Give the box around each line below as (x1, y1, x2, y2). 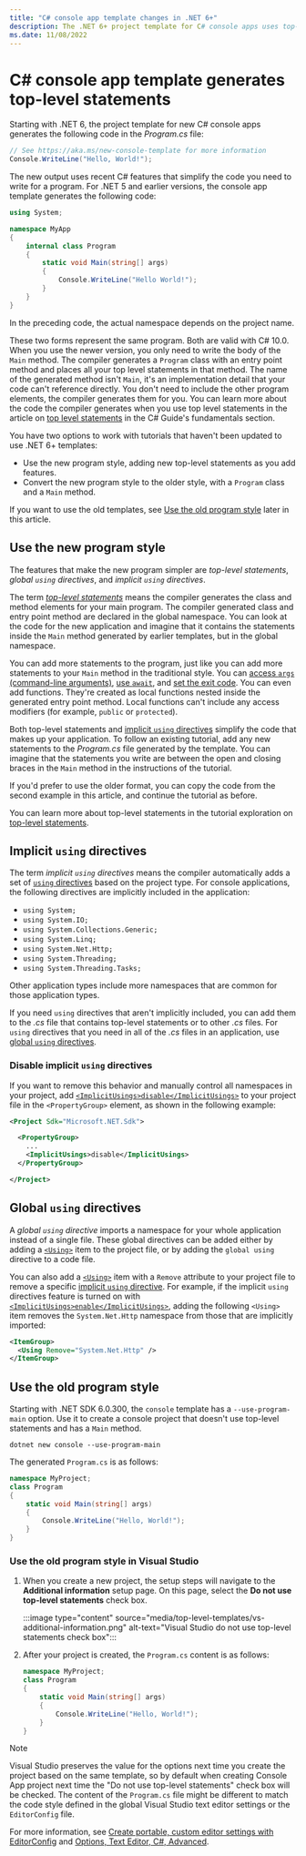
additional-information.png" (22, 1622, 127, 1633)
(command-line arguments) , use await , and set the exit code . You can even (9, 677, 291, 688)
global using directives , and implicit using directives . (9, 574, 207, 585)
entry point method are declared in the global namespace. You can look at (9, 611, 288, 622)
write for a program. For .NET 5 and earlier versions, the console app (9, 181, 268, 192)
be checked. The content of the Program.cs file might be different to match (9, 1790, 289, 1800)
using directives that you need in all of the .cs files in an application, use (9, 1026, 280, 1038)
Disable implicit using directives (9, 1059, 153, 1072)
